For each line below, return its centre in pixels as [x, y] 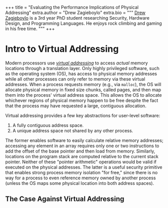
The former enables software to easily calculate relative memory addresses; [84, 140]
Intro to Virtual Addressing [62, 49]
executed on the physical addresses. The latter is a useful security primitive [84, 167]
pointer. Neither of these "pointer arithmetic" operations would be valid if [81, 162]
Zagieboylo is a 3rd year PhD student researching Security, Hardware [77, 18]
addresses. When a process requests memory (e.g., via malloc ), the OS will [83, 84]
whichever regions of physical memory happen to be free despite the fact [82, 100]
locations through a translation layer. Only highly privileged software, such [82, 68]
